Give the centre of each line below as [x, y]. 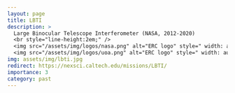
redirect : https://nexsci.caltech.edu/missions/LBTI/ [87, 66]
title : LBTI [24, 20]
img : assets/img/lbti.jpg [45, 59]
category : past [29, 79]
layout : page [26, 14]
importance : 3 [28, 72]
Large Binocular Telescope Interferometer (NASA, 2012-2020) [105, 33]
